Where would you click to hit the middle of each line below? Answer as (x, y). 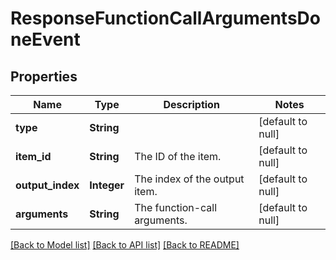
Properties (44, 76)
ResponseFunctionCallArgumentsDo (165, 18)
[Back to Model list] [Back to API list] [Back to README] (125, 245)
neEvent (45, 39)
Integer (107, 185)
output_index (47, 185)
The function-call (176, 207)
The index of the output (189, 179)
